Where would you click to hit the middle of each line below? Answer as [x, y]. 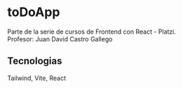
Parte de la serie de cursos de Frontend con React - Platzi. [92, 32]
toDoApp [34, 12]
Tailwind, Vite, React [37, 78]
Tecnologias [35, 61]
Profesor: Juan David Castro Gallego [60, 39]
